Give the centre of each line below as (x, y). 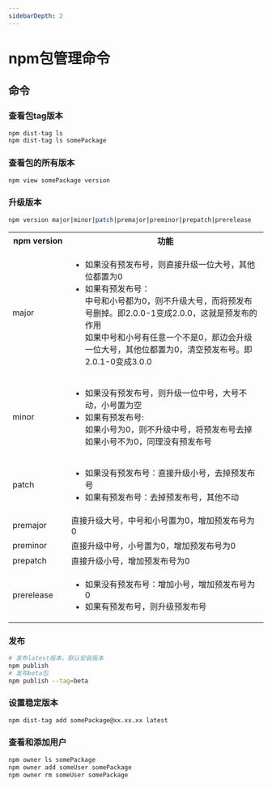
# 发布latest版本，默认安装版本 (56, 658)
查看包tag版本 (36, 116)
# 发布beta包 (28, 673)
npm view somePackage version (59, 180)
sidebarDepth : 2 (36, 16)
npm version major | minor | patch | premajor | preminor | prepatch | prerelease (130, 219)
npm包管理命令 (59, 58)
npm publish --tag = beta (49, 681)
